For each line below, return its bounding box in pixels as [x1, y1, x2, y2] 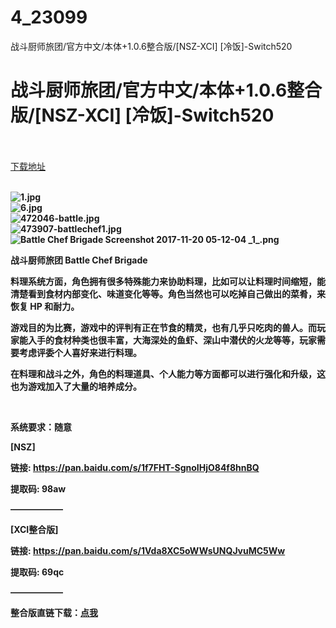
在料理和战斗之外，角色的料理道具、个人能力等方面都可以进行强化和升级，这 [10, 367, 326, 380]
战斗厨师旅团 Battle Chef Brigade [10, 254, 148, 266]
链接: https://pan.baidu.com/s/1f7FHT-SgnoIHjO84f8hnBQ [10, 461, 260, 473]
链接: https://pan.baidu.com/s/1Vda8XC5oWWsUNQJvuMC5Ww [10, 544, 286, 556]
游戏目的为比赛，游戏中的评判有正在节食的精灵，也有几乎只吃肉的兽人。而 [10, 321, 317, 333]
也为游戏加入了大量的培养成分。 [10, 380, 142, 392]
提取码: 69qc [10, 566, 65, 578]
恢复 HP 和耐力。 [10, 300, 80, 312]
